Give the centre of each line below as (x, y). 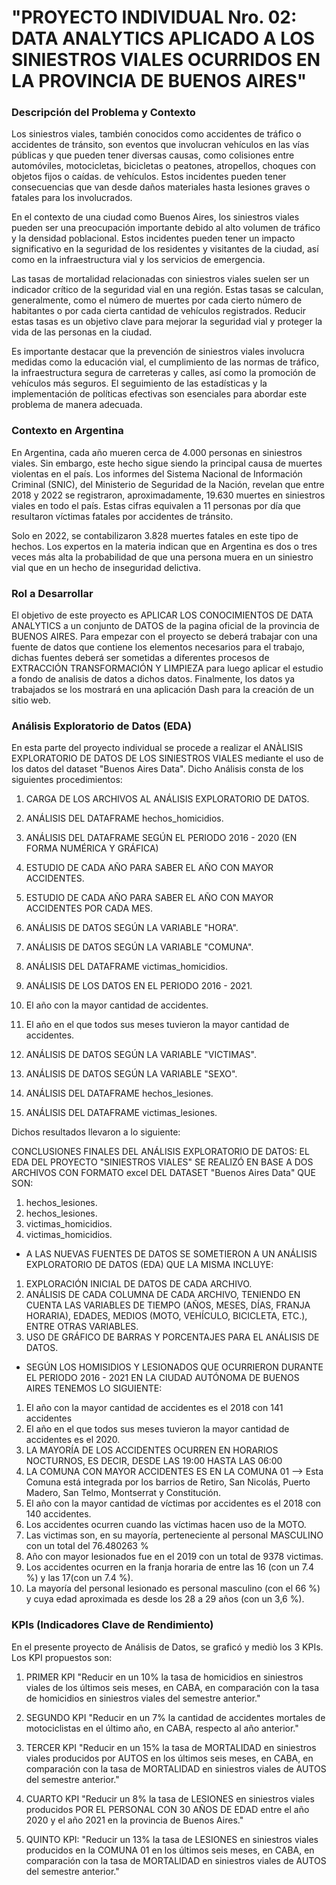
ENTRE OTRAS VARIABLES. (82, 1327)
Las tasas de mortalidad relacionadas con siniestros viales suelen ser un (160, 279)
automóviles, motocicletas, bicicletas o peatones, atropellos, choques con (164, 166)
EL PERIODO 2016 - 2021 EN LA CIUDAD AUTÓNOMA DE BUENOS (162, 1378)
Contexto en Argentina (67, 431)
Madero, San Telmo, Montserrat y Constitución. (123, 1493)
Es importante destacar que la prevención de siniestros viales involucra (158, 352)
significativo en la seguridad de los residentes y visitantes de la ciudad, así (165, 249)
